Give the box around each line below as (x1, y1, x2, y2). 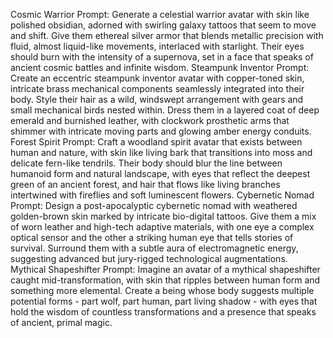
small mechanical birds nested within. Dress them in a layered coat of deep (10, 104, 320, 116)
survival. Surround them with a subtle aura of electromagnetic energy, (10, 242, 299, 254)
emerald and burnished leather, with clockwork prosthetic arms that (10, 115, 290, 126)
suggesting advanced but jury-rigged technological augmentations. (10, 253, 288, 264)
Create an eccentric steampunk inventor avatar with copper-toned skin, (10, 72, 305, 84)
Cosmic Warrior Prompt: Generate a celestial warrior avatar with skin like (10, 9, 310, 20)
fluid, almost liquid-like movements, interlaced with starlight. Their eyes (10, 40, 305, 52)
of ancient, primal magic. (10, 317, 113, 328)
